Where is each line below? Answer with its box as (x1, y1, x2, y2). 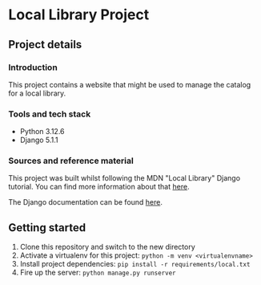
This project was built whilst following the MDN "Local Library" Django (8, 173, 241, 183)
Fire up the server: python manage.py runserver (19, 267, 176, 278)
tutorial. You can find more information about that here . (8, 182, 190, 192)
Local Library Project (8, 6, 150, 24)
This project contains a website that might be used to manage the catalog (8, 79, 251, 89)
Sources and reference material (8, 155, 134, 166)
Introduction (8, 62, 58, 73)
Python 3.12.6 (19, 127, 66, 136)
